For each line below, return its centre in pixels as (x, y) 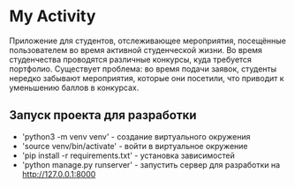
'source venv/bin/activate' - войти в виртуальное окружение (135, 146)
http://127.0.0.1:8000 (59, 174)
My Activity (53, 16)
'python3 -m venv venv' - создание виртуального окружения (136, 136)
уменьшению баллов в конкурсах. (74, 87)
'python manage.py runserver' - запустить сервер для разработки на (151, 164)
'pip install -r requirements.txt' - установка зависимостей (129, 155)
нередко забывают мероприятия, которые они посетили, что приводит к (147, 78)
